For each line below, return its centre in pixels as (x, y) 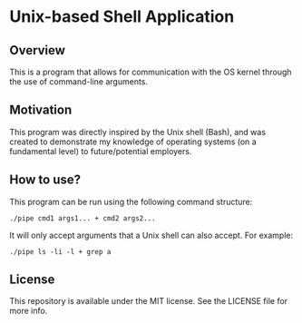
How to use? (45, 180)
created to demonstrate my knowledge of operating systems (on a (133, 142)
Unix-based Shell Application (122, 17)
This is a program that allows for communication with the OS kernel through (151, 72)
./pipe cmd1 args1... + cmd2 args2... (83, 218)
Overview (38, 50)
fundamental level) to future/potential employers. (101, 151)
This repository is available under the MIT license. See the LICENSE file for (149, 301)
